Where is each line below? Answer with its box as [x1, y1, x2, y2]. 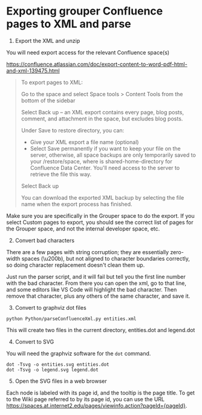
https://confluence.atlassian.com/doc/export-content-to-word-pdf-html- [6, 60, 187, 68]
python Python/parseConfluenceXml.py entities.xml [6, 316, 137, 322]
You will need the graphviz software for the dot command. [6, 350, 151, 357]
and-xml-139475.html [6, 67, 60, 74]
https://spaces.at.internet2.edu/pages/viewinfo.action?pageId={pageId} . [6, 402, 187, 409]
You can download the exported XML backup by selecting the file [21, 194, 184, 201]
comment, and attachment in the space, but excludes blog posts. [21, 115, 183, 122]
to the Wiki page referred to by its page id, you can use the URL [6, 395, 165, 403]
